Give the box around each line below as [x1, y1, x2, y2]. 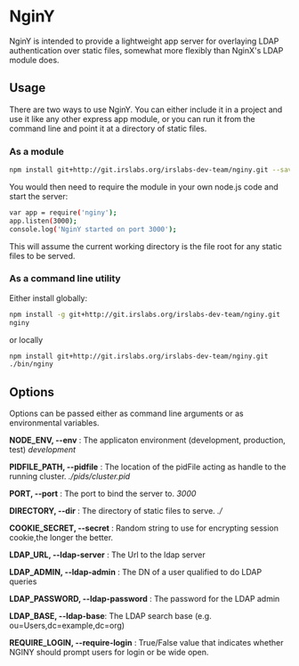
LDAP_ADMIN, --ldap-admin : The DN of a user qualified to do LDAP [9, 567, 263, 578]
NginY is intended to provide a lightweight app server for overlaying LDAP [9, 36, 279, 46]
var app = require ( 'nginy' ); [9, 207, 117, 217]
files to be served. [9, 250, 76, 261]
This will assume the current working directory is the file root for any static [9, 240, 282, 251]
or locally [9, 334, 44, 345]
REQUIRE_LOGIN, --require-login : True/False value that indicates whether [9, 638, 284, 648]
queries [9, 576, 37, 587]
